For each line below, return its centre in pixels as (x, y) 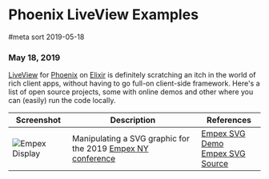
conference (94, 159)
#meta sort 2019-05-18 (46, 37)
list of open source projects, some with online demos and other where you (131, 92)
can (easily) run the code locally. (62, 101)
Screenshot (38, 120)
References (229, 120)
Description (133, 120)
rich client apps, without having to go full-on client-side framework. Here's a (134, 84)
